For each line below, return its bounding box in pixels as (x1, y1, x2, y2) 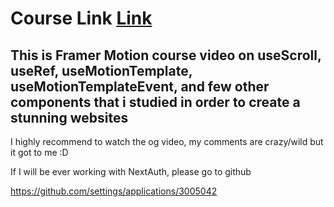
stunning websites (10, 109, 129, 126)
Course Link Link (10, 7, 153, 30)
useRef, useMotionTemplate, (10, 62, 193, 79)
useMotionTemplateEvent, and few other (10, 78, 270, 95)
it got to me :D (10, 147, 69, 158)
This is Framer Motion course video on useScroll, (10, 47, 322, 64)
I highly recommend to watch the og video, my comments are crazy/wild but (10, 136, 324, 147)
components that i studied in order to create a (10, 93, 301, 111)
